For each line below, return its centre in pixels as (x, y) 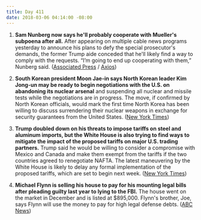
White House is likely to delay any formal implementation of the (93, 167)
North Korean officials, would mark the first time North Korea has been (102, 104)
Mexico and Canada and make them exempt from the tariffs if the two (101, 154)
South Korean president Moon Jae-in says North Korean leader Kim (101, 78)
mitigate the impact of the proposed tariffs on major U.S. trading (96, 141)
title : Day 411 (25, 12)
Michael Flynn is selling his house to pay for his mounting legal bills (100, 185)
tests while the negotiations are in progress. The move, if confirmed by (102, 98)
